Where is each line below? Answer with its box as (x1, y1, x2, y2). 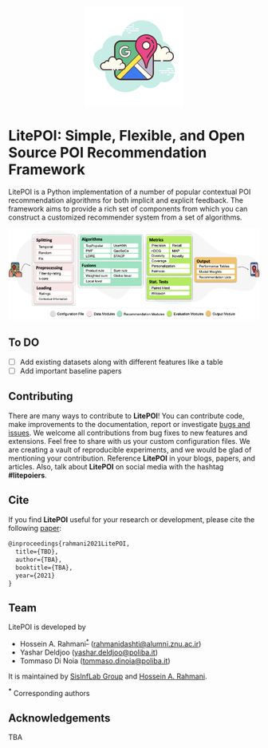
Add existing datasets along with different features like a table (19, 357, 223, 366)
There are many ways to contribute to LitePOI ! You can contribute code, (8, 410, 245, 421)
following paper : (8, 523, 62, 532)
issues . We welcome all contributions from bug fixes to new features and (8, 428, 248, 437)
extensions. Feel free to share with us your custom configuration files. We (8, 436, 250, 445)
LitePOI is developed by (8, 622, 86, 632)
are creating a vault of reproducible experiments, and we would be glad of (8, 445, 252, 454)
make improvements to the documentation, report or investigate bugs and (8, 419, 250, 429)
